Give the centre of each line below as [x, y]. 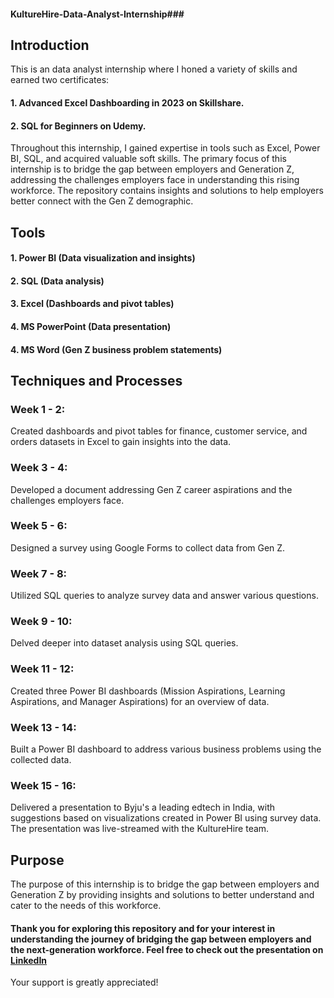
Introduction [50, 45]
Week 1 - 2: [38, 409]
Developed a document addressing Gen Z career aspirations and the [151, 489]
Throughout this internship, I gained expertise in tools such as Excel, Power [165, 148]
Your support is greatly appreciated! [84, 982]
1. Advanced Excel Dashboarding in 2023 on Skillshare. [127, 103]
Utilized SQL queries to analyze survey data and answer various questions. [164, 596]
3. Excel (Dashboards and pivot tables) [92, 304]
